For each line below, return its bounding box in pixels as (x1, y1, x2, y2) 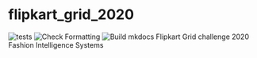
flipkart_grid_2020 (8, 6, 135, 24)
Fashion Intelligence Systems (8, 40, 104, 49)
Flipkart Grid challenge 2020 (155, 32, 250, 41)
